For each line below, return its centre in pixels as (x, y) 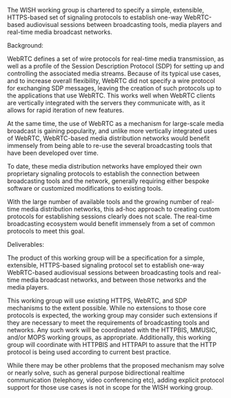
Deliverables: (26, 244)
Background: (25, 45)
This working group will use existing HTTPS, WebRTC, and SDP (97, 301)
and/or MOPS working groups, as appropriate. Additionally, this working (109, 337)
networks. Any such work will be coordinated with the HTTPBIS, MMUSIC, (112, 330)
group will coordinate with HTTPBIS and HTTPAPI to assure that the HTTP (112, 344)
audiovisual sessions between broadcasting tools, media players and (124, 25)
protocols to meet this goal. (46, 231)
